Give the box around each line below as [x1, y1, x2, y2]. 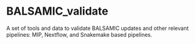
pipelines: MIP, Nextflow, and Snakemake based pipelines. [6, 31, 152, 38]
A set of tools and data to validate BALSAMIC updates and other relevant [6, 24, 189, 32]
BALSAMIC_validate [6, 4, 108, 18]
